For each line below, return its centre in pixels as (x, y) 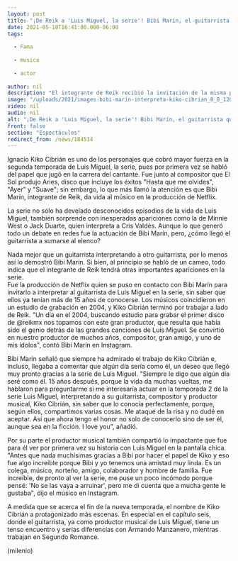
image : (17, 100)
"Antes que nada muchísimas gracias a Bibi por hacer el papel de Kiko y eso (118, 455)
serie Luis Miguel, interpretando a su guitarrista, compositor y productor (113, 396)
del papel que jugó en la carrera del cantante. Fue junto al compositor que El (119, 174)
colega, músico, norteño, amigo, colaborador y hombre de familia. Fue (110, 471)
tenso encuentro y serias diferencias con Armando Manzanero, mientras (113, 530)
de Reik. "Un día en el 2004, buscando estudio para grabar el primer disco (116, 315)
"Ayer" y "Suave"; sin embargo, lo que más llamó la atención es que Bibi (112, 189)
